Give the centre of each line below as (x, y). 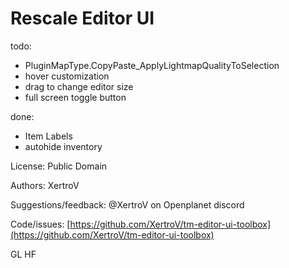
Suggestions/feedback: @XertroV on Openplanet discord (127, 204)
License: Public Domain (59, 166)
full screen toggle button (75, 97)
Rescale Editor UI (82, 18)
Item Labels (48, 136)
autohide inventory (63, 146)
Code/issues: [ (40, 224)
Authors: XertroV (45, 185)
